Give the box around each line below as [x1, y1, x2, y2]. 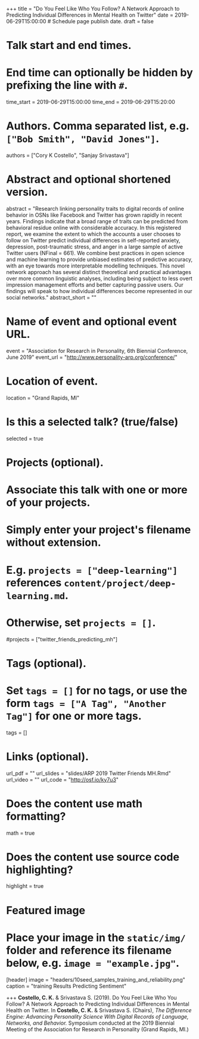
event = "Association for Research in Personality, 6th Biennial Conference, [6, 347, 188, 354]
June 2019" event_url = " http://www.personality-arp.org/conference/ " [6, 353, 178, 361]
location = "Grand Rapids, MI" [6, 394, 80, 401]
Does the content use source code [6, 850, 180, 863]
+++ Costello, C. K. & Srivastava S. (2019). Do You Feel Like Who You [6, 994, 177, 1001]
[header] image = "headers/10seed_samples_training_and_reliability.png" [6, 976, 186, 983]
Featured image [6, 903, 85, 917]
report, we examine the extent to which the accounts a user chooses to [6, 230, 181, 238]
